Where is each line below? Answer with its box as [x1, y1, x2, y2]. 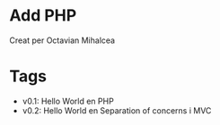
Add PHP [9, 5, 77, 26]
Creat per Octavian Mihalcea [9, 35, 115, 46]
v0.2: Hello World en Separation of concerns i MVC [22, 104, 212, 116]
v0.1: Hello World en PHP [22, 96, 114, 106]
